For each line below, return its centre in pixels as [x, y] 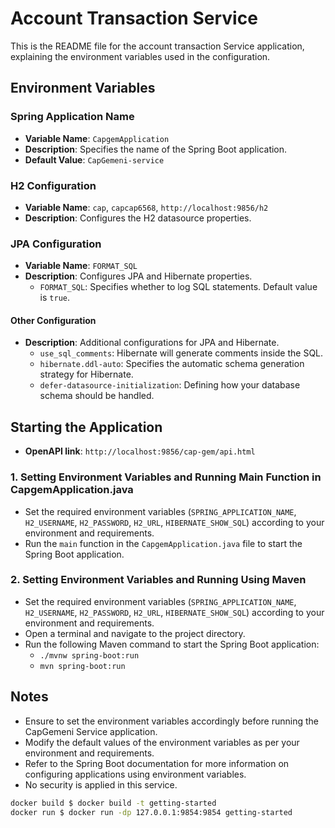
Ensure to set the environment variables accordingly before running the [171, 721]
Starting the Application [86, 427]
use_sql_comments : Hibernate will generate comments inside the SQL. [181, 353]
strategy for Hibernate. [86, 374]
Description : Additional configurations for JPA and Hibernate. [152, 343]
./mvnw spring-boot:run [89, 655]
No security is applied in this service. [101, 784]
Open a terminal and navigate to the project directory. [135, 633]
